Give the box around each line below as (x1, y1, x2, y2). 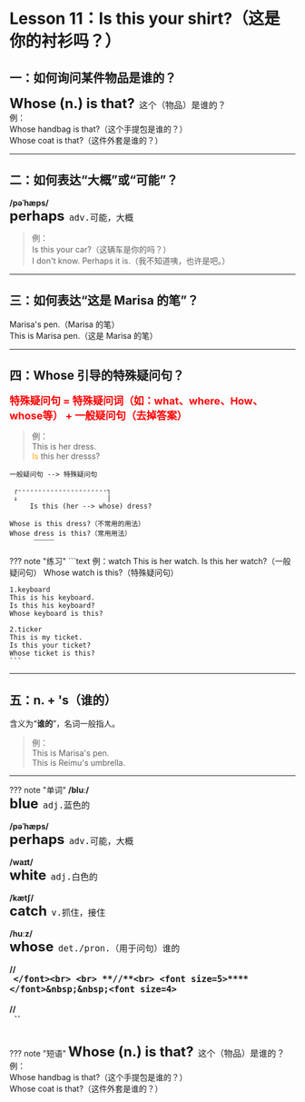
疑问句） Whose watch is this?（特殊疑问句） (9, 567, 179, 578)
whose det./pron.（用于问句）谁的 (9, 938, 181, 956)
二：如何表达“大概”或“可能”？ (9, 173, 179, 188)
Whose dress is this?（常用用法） (9, 529, 132, 539)
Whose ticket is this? (9, 649, 95, 659)
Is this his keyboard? (9, 601, 95, 611)
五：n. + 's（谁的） (9, 692, 117, 708)
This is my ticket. (9, 633, 84, 642)
